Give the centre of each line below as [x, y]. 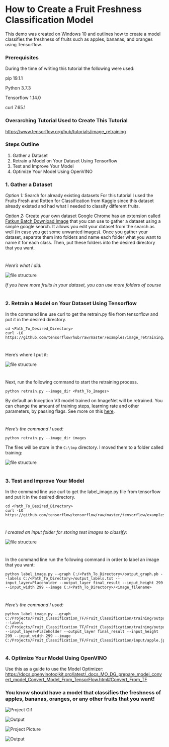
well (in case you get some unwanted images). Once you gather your [77, 232]
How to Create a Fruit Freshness [73, 9]
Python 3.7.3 [18, 88]
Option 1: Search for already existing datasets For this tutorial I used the [79, 196]
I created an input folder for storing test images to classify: [66, 532]
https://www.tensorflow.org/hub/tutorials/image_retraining [66, 131]
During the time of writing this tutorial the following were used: [70, 68]
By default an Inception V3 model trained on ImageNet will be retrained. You [84, 401]
